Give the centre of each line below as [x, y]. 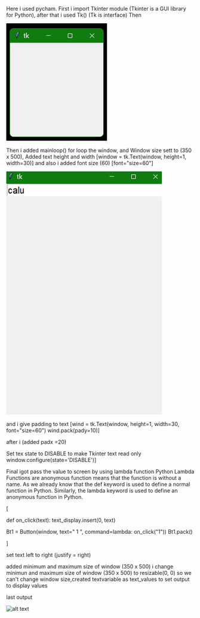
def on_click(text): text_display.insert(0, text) [61, 520]
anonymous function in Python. [45, 497]
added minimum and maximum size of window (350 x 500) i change [90, 567]
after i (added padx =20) [36, 442]
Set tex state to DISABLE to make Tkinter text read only [74, 453]
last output [19, 597]
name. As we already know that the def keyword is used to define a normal [98, 484]
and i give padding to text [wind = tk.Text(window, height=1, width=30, [93, 424]
